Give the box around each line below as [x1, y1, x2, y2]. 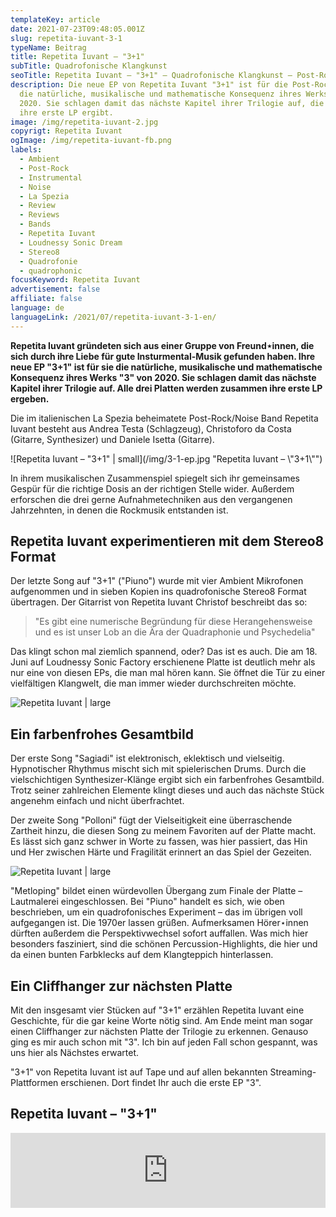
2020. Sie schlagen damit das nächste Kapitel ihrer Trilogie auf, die [19, 98, 325, 108]
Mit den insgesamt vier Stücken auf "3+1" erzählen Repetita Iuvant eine [10, 1004, 305, 1016]
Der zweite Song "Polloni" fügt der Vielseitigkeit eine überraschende [10, 814, 293, 826]
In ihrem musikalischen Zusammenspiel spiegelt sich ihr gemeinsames [10, 472, 301, 484]
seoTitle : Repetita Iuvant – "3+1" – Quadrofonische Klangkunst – [10, 71, 293, 81]
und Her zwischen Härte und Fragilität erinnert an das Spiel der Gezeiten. [10, 846, 312, 858]
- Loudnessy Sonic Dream [19, 237, 123, 248]
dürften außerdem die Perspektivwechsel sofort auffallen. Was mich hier [10, 927, 309, 940]
